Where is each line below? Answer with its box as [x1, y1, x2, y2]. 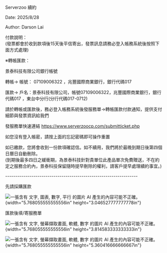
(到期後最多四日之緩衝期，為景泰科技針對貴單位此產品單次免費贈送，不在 [5, 157, 156, 162]
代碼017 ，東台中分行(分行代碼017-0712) [5, 95, 88, 101]
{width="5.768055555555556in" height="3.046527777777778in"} [5, 199, 142, 205]
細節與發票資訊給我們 [5, 112, 49, 118]
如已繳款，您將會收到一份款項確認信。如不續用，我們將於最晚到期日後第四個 [5, 144, 163, 150]
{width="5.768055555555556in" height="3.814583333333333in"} [5, 226, 142, 232]
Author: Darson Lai [5, 24, 44, 30]
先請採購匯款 [5, 183, 31, 189]
